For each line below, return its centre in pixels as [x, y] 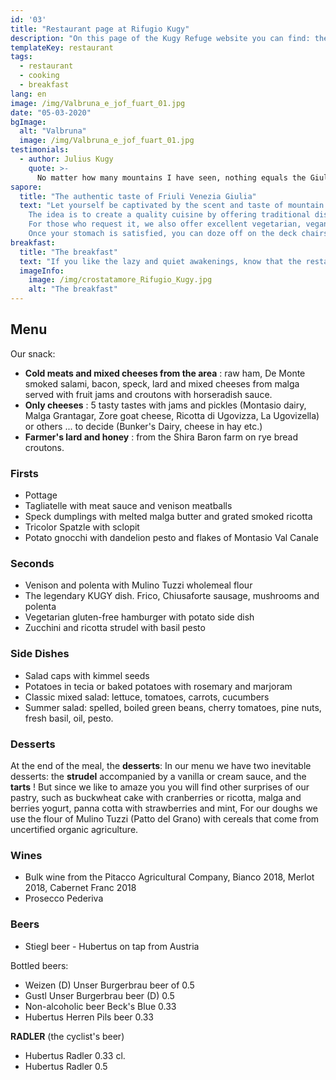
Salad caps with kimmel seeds [87, 675]
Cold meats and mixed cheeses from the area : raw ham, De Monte [165, 373]
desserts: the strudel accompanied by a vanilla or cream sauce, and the [158, 776]
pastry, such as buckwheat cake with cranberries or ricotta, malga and [156, 797]
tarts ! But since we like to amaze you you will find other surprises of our [160, 787]
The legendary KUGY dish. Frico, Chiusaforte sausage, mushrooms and [172, 596]
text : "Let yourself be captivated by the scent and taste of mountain [172, 206]
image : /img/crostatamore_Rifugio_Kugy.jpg [120, 280]
